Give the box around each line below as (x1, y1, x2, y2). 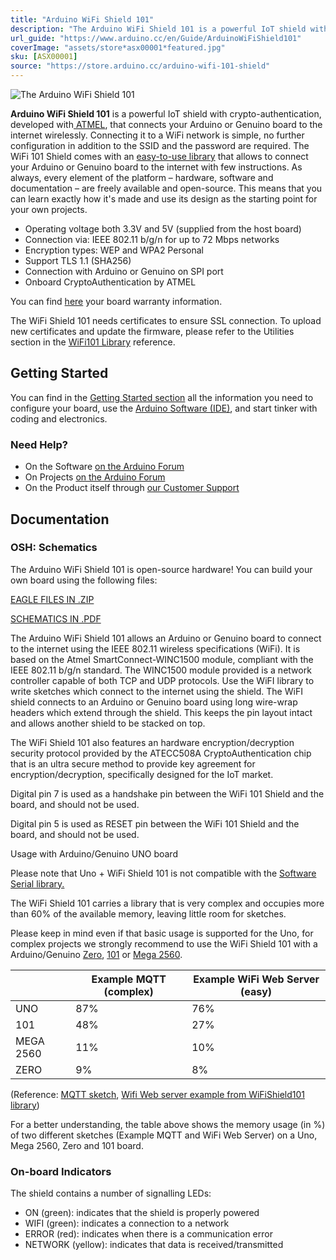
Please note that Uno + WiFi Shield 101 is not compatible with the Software (10, 867, 317, 879)
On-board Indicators (10, 1164, 112, 1178)
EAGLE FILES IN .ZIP (10, 593, 95, 605)
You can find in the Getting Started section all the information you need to (10, 391, 314, 403)
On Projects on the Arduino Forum (24, 471, 166, 483)
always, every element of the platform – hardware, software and (10, 172, 274, 183)
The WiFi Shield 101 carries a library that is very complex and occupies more (10, 897, 325, 909)
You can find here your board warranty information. (10, 296, 223, 307)
